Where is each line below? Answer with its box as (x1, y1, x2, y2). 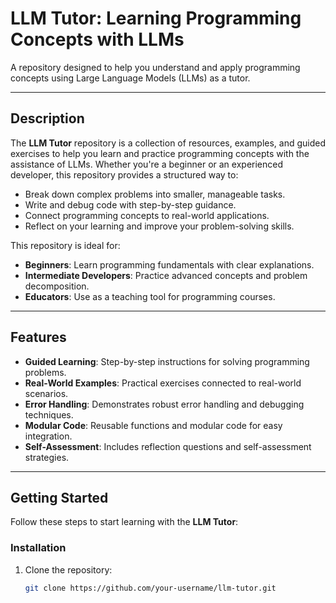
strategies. (24, 451, 70, 463)
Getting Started (10, 489, 109, 506)
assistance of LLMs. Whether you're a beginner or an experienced (10, 158, 284, 170)
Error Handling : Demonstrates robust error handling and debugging (24, 398, 305, 410)
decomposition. (24, 280, 90, 292)
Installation (10, 541, 67, 555)
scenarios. (24, 387, 69, 399)
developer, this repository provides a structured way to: (10, 168, 239, 181)
